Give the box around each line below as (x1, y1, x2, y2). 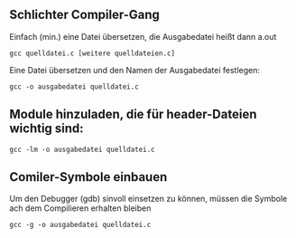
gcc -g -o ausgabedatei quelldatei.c (9, 221, 152, 230)
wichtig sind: (9, 121, 84, 137)
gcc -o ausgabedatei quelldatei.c (9, 81, 140, 91)
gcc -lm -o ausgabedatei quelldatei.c (9, 145, 155, 154)
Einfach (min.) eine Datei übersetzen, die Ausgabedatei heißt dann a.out (9, 31, 277, 42)
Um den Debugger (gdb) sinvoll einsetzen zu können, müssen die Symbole (9, 194, 288, 205)
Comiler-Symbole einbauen (9, 169, 168, 185)
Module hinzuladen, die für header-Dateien (9, 107, 257, 122)
